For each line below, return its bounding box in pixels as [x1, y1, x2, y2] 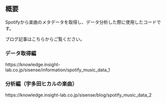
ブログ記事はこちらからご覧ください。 [5, 36, 85, 42]
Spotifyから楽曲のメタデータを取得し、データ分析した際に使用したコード [5, 19, 157, 25]
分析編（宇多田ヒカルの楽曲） [5, 80, 78, 87]
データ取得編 [5, 50, 37, 57]
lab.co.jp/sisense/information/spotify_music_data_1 [5, 67, 110, 73]
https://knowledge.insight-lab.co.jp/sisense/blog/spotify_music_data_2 [5, 92, 152, 98]
